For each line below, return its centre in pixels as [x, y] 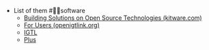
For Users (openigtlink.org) [62, 25]
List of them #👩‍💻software [49, 11]
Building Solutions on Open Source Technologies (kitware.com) [113, 18]
